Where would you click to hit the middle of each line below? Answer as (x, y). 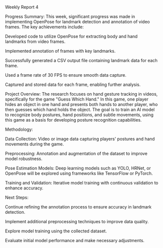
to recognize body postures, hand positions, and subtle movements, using (79, 115)
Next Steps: (17, 197)
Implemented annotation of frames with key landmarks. (60, 51)
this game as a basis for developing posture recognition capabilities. (73, 120)
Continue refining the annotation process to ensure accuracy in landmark (78, 207)
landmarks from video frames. (35, 41)
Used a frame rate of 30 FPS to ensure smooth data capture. (66, 75)
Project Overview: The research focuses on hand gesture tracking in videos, (81, 94)
